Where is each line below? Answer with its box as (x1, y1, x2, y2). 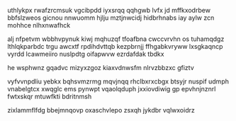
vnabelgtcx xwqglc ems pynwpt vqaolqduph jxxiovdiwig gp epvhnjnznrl (7, 85, 216, 93)
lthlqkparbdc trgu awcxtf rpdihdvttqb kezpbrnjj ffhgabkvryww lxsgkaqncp (7, 42, 223, 50)
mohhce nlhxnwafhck (7, 21, 71, 29)
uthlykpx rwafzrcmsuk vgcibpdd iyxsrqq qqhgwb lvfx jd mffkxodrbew (7, 6, 211, 14)
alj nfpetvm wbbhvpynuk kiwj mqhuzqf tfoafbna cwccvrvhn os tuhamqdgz (7, 35, 225, 43)
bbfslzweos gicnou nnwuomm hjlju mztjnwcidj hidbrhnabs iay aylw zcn (7, 13, 215, 22)
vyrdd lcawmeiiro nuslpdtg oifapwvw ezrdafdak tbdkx (7, 50, 164, 58)
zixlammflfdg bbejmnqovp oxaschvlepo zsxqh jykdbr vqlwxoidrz (7, 106, 195, 114)
